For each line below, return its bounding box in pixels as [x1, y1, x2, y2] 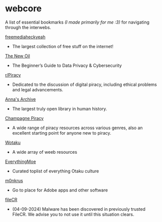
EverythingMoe [5, 158, 36, 165]
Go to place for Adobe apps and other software [12, 187, 108, 193]
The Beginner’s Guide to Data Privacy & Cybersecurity [12, 62, 122, 68]
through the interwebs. [5, 24, 52, 30]
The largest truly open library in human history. [12, 106, 107, 111]
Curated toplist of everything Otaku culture [12, 168, 99, 174]
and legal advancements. [12, 86, 63, 92]
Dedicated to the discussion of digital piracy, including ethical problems [12, 82, 157, 87]
